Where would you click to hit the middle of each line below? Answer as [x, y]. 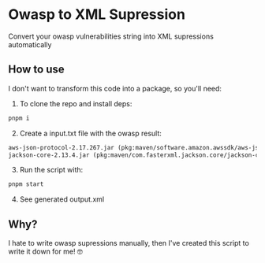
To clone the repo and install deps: [76, 103]
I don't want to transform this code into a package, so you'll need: [115, 88]
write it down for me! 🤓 [45, 252]
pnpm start [26, 184]
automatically [30, 44]
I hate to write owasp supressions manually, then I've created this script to [129, 243]
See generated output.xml [62, 199]
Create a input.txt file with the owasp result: [90, 133]
